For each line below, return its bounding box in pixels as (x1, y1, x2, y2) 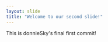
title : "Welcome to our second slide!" (6, 14, 103, 20)
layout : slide (6, 8, 41, 14)
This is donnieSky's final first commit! (6, 29, 96, 36)
